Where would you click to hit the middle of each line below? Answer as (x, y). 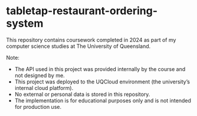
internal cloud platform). (44, 88)
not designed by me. (40, 75)
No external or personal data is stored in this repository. (82, 94)
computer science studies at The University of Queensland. (78, 46)
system (25, 23)
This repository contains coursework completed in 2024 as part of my (91, 40)
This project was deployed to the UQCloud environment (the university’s (102, 82)
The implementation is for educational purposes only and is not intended (103, 100)
